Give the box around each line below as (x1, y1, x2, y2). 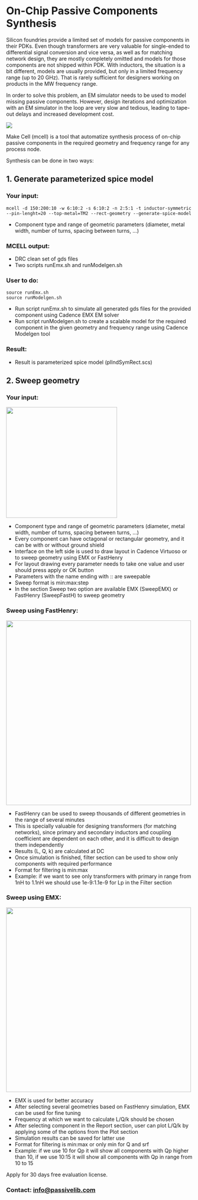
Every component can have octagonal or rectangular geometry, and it (14, 535, 184, 542)
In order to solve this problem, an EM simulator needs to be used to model (6, 92, 186, 99)
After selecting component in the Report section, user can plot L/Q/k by (14, 1121, 189, 1129)
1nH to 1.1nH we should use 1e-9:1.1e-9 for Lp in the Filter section (14, 879, 173, 886)
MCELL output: (6, 242, 50, 250)
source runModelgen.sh (6, 295, 62, 301)
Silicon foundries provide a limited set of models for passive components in (6, 36, 190, 43)
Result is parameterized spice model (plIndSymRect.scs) (14, 359, 152, 366)
